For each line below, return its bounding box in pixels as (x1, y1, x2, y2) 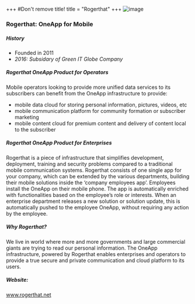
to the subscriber (14, 126, 56, 133)
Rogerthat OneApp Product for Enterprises (6, 139, 112, 146)
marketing (14, 113, 39, 120)
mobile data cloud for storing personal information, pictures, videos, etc (14, 101, 187, 108)
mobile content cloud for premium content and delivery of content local (14, 120, 186, 127)
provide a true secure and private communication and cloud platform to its (6, 257, 185, 264)
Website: (6, 277, 29, 284)
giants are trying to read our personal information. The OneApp (6, 244, 158, 251)
